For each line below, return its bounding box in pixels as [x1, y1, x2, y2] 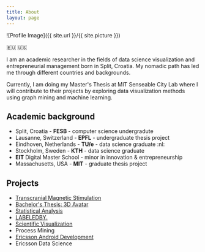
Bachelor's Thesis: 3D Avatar [15, 200, 89, 208]
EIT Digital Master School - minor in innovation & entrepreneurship [15, 154, 183, 161]
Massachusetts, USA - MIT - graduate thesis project [15, 160, 147, 167]
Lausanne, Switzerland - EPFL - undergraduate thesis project [15, 134, 170, 142]
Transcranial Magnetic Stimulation [15, 194, 102, 202]
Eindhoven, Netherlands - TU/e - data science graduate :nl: [15, 140, 165, 148]
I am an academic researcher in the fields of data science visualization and [6, 56, 195, 63]
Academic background [6, 111, 95, 121]
